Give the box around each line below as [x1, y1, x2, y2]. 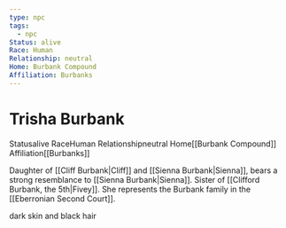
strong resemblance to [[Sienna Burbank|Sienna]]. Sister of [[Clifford [9, 174, 260, 185]
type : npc [9, 12, 46, 22]
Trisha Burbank [9, 108, 125, 129]
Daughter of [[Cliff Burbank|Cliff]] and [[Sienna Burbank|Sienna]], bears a [9, 165, 278, 176]
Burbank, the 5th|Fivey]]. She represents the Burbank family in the [9, 184, 251, 194]
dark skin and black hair [9, 210, 97, 221]
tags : [9, 21, 29, 30]
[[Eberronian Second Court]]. [9, 193, 116, 204]
